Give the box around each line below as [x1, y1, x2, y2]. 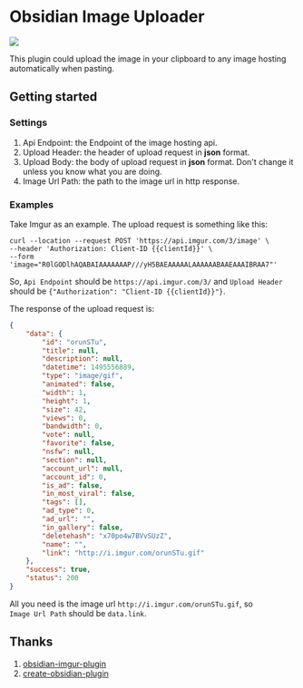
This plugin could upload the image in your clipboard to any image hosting [9, 53, 287, 64]
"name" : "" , [42, 539, 88, 549]
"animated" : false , [42, 380, 116, 389]
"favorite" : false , [42, 439, 116, 448]
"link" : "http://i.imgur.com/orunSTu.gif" [42, 548, 205, 557]
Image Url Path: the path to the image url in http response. [22, 175, 240, 187]
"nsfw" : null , [42, 447, 95, 457]
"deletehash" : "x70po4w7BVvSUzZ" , [42, 531, 172, 540]
